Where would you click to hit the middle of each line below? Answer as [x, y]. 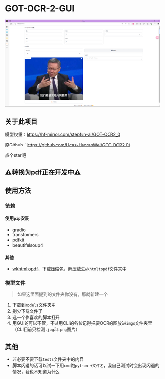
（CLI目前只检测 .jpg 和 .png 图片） [46, 329]
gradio [19, 230]
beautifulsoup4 [27, 245]
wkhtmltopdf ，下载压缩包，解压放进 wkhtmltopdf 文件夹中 [69, 269]
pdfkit [18, 240]
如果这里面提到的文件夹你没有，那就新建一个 [62, 294]
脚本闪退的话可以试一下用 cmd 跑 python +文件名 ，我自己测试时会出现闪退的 [86, 365]
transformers [25, 234]
